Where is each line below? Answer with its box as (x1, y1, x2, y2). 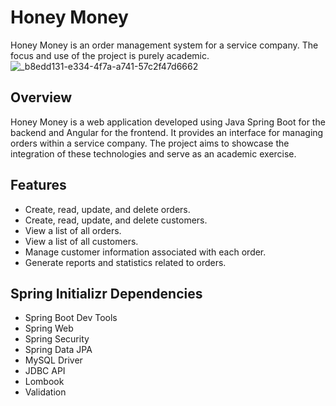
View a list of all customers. (24, 235, 139, 247)
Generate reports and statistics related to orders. (24, 256, 227, 268)
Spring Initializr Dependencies (10, 285, 203, 302)
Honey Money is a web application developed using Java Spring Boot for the (10, 116, 326, 128)
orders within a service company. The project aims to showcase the (10, 137, 290, 149)
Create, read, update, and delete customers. (24, 214, 208, 226)
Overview (10, 89, 73, 106)
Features (10, 177, 67, 194)
